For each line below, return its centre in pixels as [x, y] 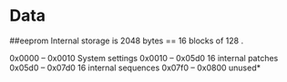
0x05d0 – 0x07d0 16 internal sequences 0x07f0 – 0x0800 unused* [135, 68]
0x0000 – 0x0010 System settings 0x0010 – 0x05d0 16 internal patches [144, 58]
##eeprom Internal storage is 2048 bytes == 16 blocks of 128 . [127, 41]
